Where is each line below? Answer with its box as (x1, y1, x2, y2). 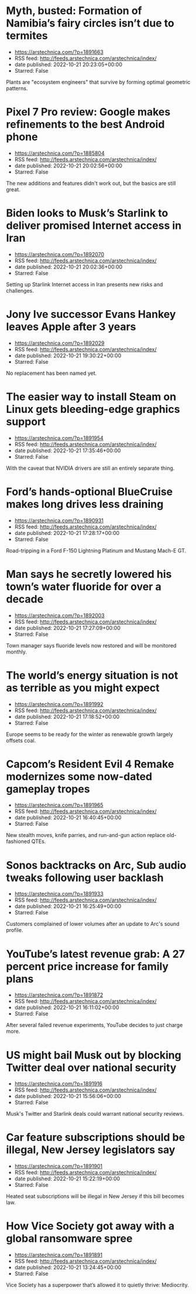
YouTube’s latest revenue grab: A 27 (6, 947, 185, 960)
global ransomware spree (6, 1232, 133, 1245)
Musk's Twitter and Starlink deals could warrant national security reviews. (6, 1110, 184, 1117)
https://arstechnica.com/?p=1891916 (14, 1080, 102, 1088)
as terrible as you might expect (6, 681, 160, 695)
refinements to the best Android (6, 118, 165, 131)
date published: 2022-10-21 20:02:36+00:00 (14, 263, 123, 270)
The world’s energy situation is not (6, 669, 178, 682)
